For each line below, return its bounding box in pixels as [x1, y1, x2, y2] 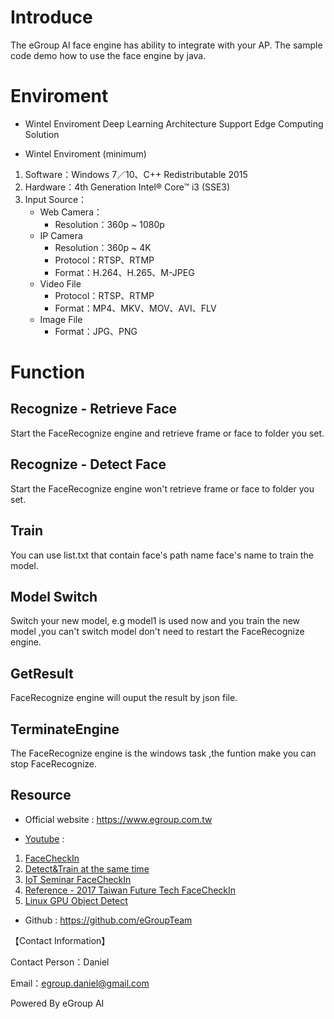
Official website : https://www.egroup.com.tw [24, 813, 213, 825]
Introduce [10, 6, 93, 29]
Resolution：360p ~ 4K [54, 241, 152, 253]
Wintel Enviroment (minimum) [24, 147, 147, 160]
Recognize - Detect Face [10, 456, 167, 473]
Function [10, 361, 86, 384]
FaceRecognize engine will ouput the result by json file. [10, 692, 238, 704]
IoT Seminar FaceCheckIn [24, 873, 132, 885]
